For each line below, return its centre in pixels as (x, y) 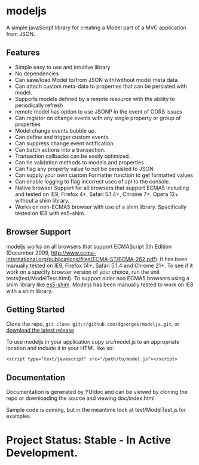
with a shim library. (29, 290)
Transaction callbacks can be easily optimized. (72, 156)
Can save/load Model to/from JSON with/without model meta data (96, 79)
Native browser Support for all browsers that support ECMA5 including (102, 188)
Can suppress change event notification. (65, 143)
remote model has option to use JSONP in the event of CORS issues (98, 111)
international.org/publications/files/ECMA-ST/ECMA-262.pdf (81, 259)
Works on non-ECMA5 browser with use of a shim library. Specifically (101, 207)
